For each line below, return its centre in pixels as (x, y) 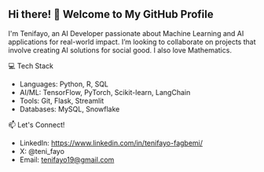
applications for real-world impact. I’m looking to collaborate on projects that (132, 42)
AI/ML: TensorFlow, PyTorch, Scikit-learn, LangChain (105, 92)
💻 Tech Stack (31, 66)
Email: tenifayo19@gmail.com (67, 159)
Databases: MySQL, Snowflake (70, 109)
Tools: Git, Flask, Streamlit (62, 101)
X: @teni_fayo (42, 151)
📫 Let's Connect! (37, 124)
